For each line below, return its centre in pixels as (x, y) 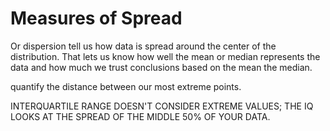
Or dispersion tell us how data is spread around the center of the (143, 46)
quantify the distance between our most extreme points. (126, 86)
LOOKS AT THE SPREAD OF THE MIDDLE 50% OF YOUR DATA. (140, 116)
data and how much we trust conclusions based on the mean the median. (161, 67)
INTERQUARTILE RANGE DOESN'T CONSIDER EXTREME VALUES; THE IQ (162, 106)
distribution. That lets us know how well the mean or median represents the (165, 56)
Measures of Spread (96, 18)
